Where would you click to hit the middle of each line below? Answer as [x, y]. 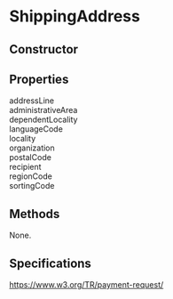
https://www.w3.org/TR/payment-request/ [86, 285]
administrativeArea [43, 110]
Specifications [50, 263]
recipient [25, 167]
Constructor [43, 49]
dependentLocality [43, 120]
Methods [35, 214]
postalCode [30, 158]
